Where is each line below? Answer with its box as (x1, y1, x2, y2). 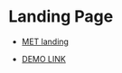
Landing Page (8, 6, 114, 27)
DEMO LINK (21, 53, 67, 64)
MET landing (21, 36, 70, 47)
